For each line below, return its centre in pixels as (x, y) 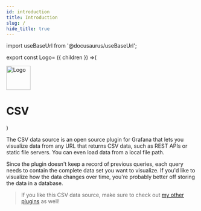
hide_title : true (28, 29)
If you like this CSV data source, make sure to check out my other (102, 195)
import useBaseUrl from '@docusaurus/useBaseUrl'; (72, 46)
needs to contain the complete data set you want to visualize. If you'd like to (101, 171)
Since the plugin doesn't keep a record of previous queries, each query (95, 164)
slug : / (16, 23)
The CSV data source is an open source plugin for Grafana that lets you (95, 140)
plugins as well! (40, 201)
